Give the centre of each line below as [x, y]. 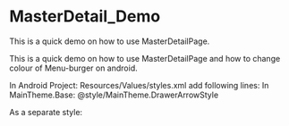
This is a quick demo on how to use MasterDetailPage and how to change [145, 58]
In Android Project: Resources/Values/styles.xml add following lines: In [139, 85]
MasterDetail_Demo [85, 17]
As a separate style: [46, 112]
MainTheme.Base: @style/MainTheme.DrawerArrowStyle [114, 95]
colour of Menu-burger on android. [74, 68]
